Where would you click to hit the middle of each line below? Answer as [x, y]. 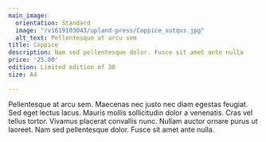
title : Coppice [33, 45]
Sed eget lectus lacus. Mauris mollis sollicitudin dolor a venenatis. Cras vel [131, 113]
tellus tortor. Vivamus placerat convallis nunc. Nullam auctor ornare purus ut [133, 121]
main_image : [28, 15]
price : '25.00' [33, 60]
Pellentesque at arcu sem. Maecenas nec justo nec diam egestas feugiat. [128, 104]
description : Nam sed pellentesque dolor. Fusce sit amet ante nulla [126, 52]
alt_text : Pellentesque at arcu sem [76, 38]
